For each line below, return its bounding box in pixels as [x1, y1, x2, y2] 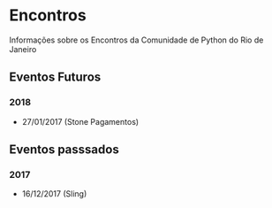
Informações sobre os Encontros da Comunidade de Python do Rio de [9, 35, 264, 45]
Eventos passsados [9, 143, 119, 158]
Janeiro [9, 43, 37, 54]
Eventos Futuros [9, 70, 102, 85]
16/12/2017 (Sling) [21, 189, 87, 199]
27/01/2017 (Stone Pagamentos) [21, 116, 140, 127]
